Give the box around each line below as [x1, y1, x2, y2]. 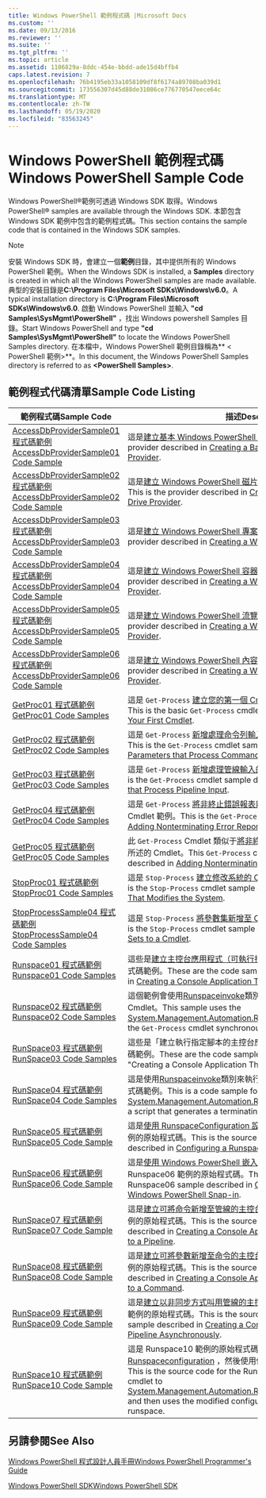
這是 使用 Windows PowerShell [127, 1157, 240, 1168]
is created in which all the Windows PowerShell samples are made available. [8, 275, 257, 285]
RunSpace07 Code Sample [12, 1224, 113, 1235]
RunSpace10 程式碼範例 [12, 1369, 103, 1380]
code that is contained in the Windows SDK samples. [8, 225, 180, 234]
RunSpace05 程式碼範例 [12, 1126, 103, 1137]
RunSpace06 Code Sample [12, 1178, 113, 1189]
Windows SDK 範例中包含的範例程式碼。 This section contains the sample [8, 216, 248, 225]
